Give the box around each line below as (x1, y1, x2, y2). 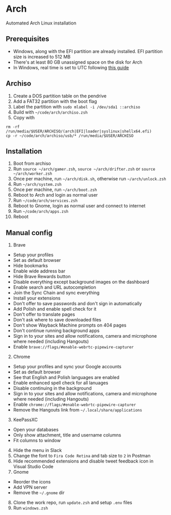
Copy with (13, 114, 35, 120)
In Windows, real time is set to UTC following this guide (13, 64, 129, 70)
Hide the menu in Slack (13, 447, 62, 453)
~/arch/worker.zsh (13, 171, 52, 176)
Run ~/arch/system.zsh (13, 181, 62, 187)
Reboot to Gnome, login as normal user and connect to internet (13, 203, 146, 209)
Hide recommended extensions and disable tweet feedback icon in (13, 458, 154, 464)
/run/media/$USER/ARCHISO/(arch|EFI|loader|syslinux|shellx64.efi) (6, 128, 152, 134)
